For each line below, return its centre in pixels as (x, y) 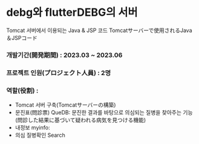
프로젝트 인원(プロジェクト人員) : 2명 (58, 73)
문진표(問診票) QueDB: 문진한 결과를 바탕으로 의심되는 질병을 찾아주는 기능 (104, 113)
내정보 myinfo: (32, 128)
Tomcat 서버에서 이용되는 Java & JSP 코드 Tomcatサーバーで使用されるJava (99, 30)
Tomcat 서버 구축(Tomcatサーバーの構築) (65, 105)
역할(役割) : (22, 90)
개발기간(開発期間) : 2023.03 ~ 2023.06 (64, 55)
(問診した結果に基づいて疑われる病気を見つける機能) (80, 120)
